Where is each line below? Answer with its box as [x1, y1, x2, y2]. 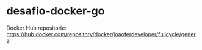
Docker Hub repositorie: [6, 24, 67, 31]
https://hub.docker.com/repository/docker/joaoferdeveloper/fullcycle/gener [6, 30, 197, 37]
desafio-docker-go [6, 4, 105, 18]
